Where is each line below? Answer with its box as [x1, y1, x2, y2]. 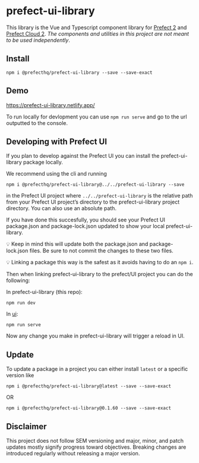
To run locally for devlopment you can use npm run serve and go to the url [6, 113, 187, 120]
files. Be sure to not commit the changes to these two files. [29, 247, 173, 254]
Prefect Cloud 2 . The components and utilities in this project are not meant [6, 30, 189, 37]
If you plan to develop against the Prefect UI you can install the [6, 152, 160, 159]
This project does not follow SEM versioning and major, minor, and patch [6, 437, 184, 444]
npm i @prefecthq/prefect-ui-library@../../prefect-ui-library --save [6, 182, 185, 188]
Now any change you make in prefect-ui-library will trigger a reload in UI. [6, 332, 185, 340]
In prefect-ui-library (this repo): [6, 289, 83, 296]
